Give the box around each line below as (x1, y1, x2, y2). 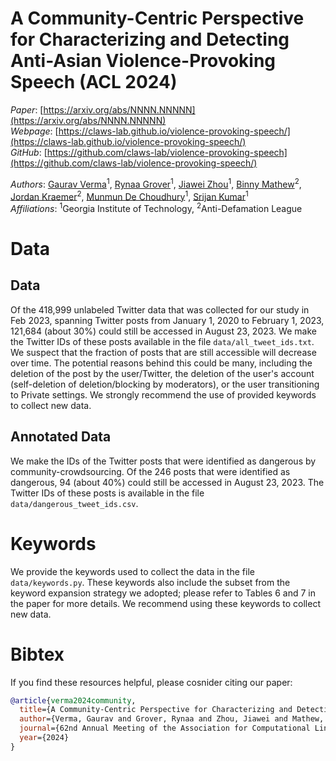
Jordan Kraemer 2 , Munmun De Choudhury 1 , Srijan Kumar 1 (10, 188, 249, 202)
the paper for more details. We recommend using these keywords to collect (10, 597, 321, 609)
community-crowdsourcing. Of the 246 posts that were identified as (10, 465, 291, 477)
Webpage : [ (10, 125, 59, 137)
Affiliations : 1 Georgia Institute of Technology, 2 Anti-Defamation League (10, 201, 303, 214)
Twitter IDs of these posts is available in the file (10, 487, 205, 499)
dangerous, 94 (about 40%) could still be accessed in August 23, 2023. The (10, 476, 325, 488)
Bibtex (10, 643, 65, 666)
